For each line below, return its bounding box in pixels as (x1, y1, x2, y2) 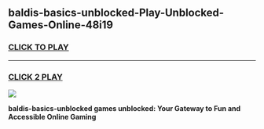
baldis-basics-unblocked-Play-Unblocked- (8, 6, 225, 20)
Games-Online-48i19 (8, 19, 114, 32)
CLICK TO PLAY (8, 42, 69, 53)
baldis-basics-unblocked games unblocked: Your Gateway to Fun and (8, 103, 241, 113)
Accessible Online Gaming (8, 112, 97, 121)
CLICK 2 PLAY (8, 71, 63, 82)
